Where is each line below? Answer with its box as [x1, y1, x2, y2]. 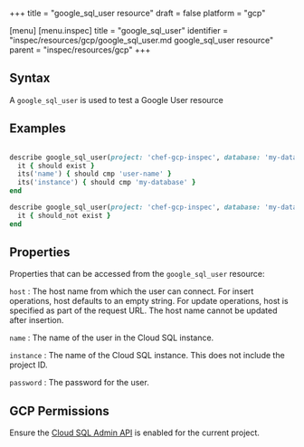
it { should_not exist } [17, 211, 111, 220]
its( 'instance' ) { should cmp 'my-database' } [17, 178, 196, 187]
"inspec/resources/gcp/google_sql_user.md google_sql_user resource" [9, 35, 274, 45]
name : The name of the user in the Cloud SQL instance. [9, 332, 214, 343]
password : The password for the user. [9, 377, 149, 388]
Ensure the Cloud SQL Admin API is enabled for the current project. [9, 427, 261, 438]
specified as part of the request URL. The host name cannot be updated [9, 305, 278, 316]
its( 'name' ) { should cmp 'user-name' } [17, 169, 172, 179]
